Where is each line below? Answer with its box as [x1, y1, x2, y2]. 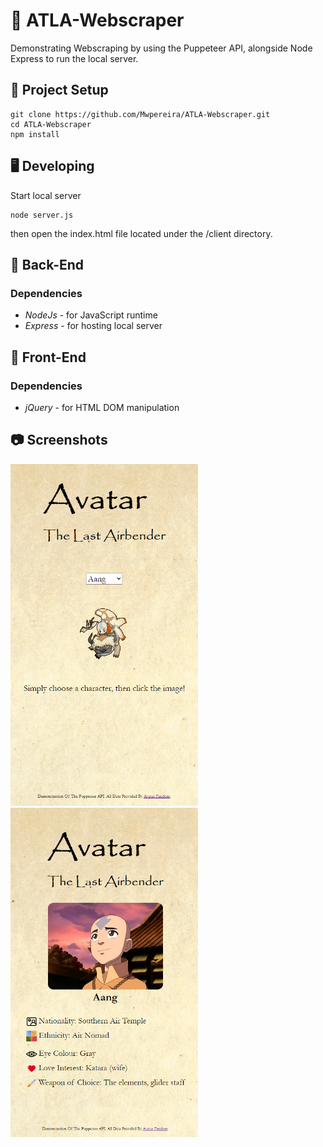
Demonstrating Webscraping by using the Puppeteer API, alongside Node [10, 42, 313, 54]
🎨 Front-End [10, 349, 87, 366]
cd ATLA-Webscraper [10, 119, 92, 129]
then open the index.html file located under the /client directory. [10, 227, 273, 239]
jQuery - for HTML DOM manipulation [24, 401, 180, 413]
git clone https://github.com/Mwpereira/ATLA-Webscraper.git [10, 109, 271, 119]
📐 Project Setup [10, 82, 109, 99]
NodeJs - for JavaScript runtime [24, 309, 158, 321]
